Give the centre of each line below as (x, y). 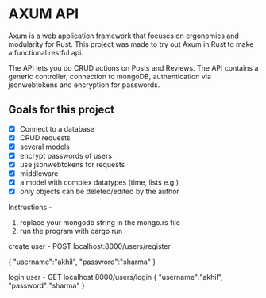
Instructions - (30, 208)
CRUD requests (45, 138)
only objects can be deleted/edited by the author (100, 192)
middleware (39, 174)
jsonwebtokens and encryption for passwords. (84, 85)
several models (44, 147)
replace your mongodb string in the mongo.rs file (100, 223)
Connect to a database (57, 128)
